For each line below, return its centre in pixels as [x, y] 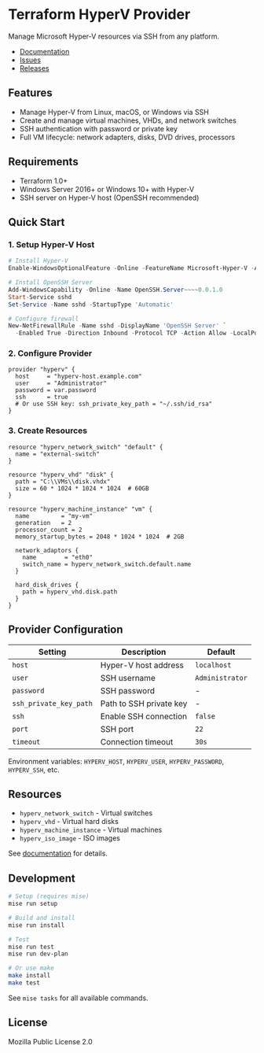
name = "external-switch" [58, 454]
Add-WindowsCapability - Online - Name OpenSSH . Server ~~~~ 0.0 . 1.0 [115, 290]
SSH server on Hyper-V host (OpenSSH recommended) [109, 198]
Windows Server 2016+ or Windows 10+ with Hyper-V [107, 189]
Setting [52, 652]
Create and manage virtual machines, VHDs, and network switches [128, 120]
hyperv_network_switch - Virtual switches [86, 813]
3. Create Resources [48, 430]
